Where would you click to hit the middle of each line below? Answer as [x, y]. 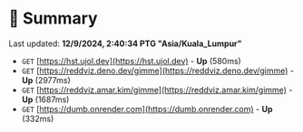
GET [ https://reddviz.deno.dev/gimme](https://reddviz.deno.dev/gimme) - [158, 71]
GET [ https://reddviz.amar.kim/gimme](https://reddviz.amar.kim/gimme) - [157, 90]
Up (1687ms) [45, 99]
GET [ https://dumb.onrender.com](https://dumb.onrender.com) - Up [147, 108]
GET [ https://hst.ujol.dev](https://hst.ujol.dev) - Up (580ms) [131, 61]
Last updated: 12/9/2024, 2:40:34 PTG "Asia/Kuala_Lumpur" [125, 43]
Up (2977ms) [46, 80]
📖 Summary [53, 19]
